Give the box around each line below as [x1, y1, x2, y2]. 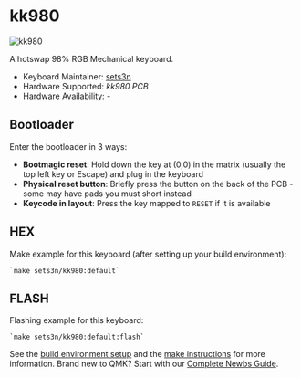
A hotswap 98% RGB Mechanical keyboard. [9, 53, 174, 64]
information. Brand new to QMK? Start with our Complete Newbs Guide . [9, 358, 279, 370]
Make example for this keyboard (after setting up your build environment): [9, 248, 287, 259]
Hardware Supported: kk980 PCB [22, 80, 149, 91]
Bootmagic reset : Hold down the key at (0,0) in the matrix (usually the [22, 159, 286, 170]
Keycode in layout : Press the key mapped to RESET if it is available [22, 197, 271, 208]
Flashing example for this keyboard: [9, 315, 144, 326]
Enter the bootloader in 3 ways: [9, 141, 128, 152]
